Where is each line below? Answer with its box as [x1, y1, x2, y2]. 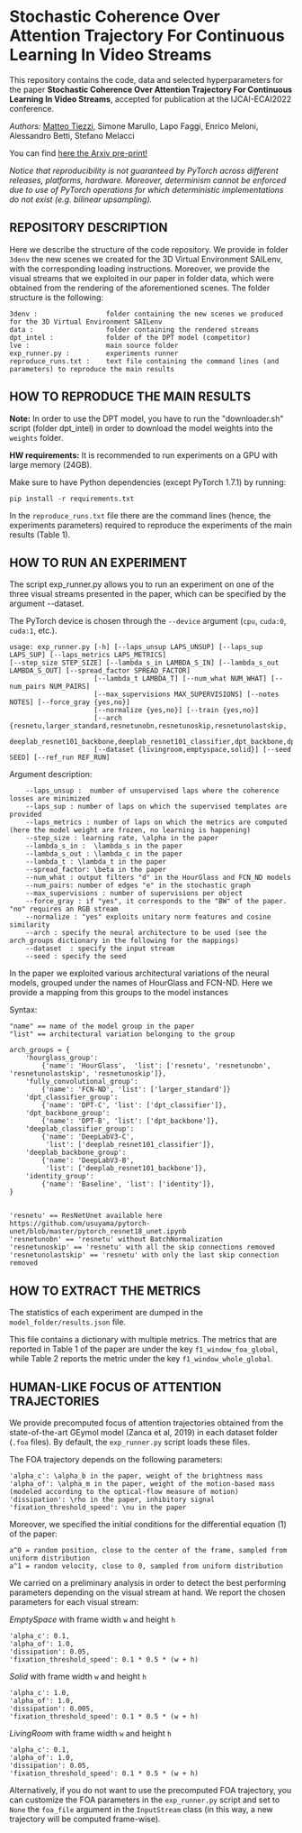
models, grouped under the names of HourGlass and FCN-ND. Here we [9, 977, 273, 988]
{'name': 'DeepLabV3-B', [41, 1156, 135, 1165]
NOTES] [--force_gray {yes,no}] [9, 698, 130, 707]
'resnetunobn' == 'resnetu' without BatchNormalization [9, 1235, 223, 1244]
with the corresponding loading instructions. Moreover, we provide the [9, 263, 271, 274]
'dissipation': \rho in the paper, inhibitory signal [9, 1495, 216, 1504]
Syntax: [9, 1004, 38, 1015]
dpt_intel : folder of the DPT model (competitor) [9, 333, 252, 342]
